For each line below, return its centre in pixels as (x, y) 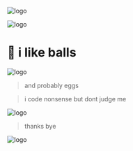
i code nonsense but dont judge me (75, 99)
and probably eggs (51, 85)
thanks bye (40, 126)
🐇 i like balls (42, 53)
